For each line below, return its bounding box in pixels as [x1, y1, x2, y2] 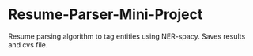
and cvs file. [8, 39, 48, 49]
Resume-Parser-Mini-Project [8, 6, 203, 24]
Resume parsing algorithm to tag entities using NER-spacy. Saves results [8, 32, 246, 41]
